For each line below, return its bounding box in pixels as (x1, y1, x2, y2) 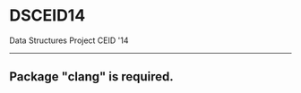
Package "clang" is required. (9, 69, 175, 85)
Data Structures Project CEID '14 (9, 35, 129, 46)
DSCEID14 (9, 5, 86, 26)
